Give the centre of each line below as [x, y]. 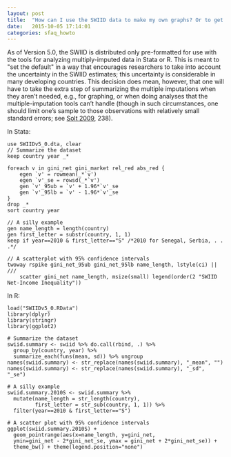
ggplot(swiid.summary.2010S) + [52, 429]
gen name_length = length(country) [58, 229]
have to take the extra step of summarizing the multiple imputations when [111, 89]
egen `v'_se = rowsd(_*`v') [60, 181]
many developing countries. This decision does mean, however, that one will [115, 82]
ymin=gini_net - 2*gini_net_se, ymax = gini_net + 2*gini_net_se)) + [115, 441]
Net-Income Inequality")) [44, 283]
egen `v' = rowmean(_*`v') [58, 174]
